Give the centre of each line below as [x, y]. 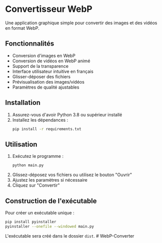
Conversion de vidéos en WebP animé [51, 61]
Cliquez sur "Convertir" [36, 185]
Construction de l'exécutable [51, 201]
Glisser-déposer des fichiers [41, 76]
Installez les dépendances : [40, 120]
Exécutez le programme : [38, 156]
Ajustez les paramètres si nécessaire [50, 180]
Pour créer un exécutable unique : [40, 213]
